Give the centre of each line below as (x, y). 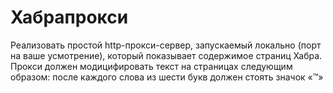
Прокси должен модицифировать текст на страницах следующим (151, 66)
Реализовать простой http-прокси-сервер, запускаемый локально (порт (166, 45)
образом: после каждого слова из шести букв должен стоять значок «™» (167, 77)
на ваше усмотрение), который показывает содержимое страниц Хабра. (166, 55)
